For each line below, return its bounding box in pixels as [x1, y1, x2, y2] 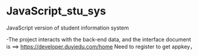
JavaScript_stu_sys [6, 4, 107, 18]
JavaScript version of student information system [6, 24, 129, 31]
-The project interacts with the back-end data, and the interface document [6, 36, 191, 43]
